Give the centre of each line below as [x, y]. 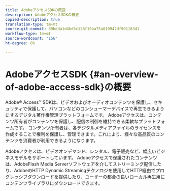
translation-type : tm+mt [31, 24]
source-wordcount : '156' [31, 39]
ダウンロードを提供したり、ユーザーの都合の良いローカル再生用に [96, 177]
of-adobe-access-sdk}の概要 [68, 87]
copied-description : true [32, 19]
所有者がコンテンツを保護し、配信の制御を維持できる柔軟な [76, 121]
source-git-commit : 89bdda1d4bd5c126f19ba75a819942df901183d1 [72, 29]
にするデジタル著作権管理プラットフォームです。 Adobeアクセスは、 [77, 115]
